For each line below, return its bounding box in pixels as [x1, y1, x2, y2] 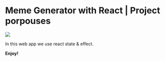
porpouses [5, 15, 51, 27]
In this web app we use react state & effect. [5, 41, 94, 47]
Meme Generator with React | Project [5, 5, 161, 16]
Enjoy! [5, 50, 19, 56]
